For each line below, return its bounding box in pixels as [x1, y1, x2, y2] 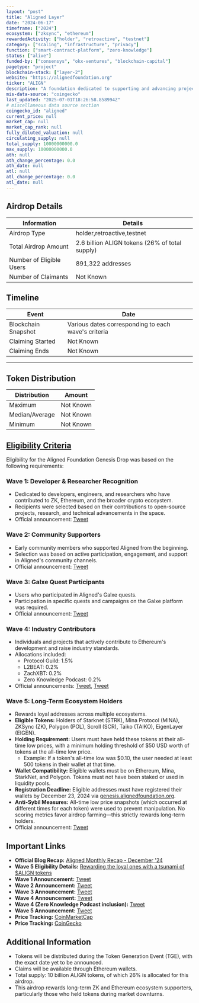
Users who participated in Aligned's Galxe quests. [14, 591, 137, 598]
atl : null [6, 168, 31, 175]
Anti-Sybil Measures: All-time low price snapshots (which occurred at [14, 799, 188, 806]
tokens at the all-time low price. [14, 748, 92, 755]
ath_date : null [6, 163, 44, 169]
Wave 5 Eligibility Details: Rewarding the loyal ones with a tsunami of [14, 863, 185, 870]
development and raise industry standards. [14, 645, 120, 652]
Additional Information [6, 937, 91, 947]
